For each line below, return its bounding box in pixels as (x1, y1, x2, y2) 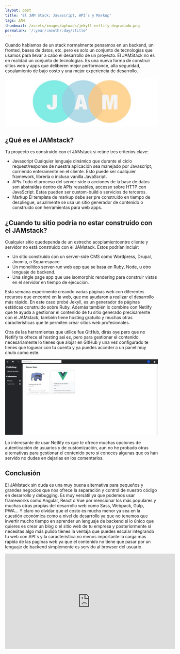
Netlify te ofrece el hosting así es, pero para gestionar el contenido (5, 335, 139, 340)
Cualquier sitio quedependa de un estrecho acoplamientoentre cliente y (5, 239, 148, 245)
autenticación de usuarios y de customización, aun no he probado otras (5, 445, 149, 450)
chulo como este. (5, 350, 40, 356)
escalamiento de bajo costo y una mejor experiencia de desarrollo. (5, 68, 138, 74)
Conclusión (5, 469, 41, 478)
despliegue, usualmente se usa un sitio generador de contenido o (12, 199, 143, 206)
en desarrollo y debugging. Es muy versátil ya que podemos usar (5, 492, 135, 498)
